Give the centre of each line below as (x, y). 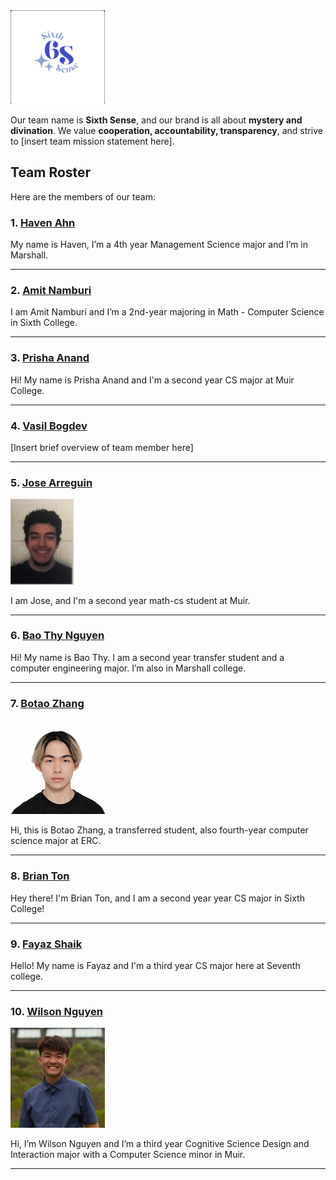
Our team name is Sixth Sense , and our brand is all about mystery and (156, 120)
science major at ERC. (56, 841)
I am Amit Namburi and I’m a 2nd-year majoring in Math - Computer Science (167, 312)
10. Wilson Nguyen (57, 1011)
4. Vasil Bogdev (49, 426)
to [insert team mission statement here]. (92, 141)
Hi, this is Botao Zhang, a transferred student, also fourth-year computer (159, 830)
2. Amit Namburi (51, 290)
